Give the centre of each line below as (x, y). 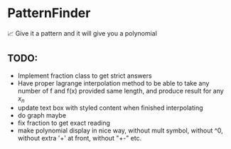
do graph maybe (42, 115)
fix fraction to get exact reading (64, 123)
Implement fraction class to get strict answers (85, 76)
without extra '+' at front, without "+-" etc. (80, 138)
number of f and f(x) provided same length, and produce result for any (120, 91)
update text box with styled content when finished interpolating (111, 108)
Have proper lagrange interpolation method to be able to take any (113, 83)
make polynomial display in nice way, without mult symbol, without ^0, (120, 130)
